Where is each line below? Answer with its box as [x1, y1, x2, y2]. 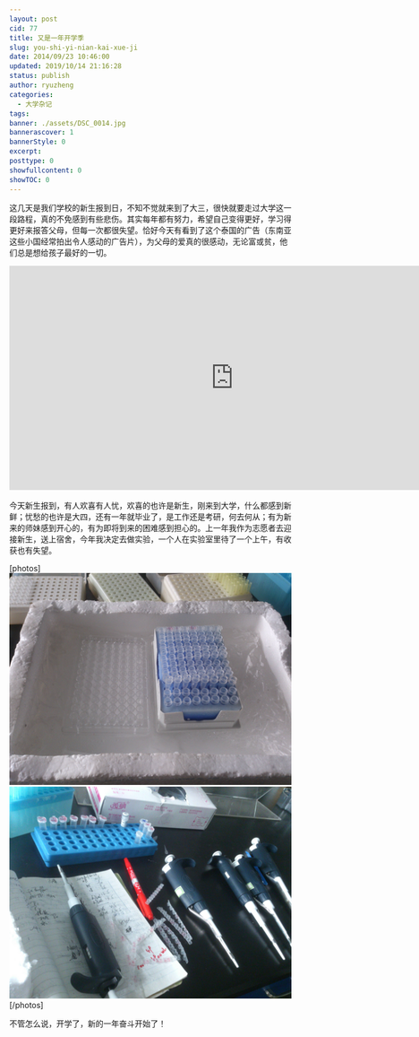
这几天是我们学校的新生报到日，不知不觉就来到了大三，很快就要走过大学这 [9, 202, 284, 213]
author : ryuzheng [9, 81, 74, 90]
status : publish [9, 72, 70, 81]
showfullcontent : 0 [9, 166, 82, 175]
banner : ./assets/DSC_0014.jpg [9, 118, 126, 127]
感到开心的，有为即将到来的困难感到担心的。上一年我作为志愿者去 [39, 522, 284, 533]
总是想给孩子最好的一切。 [16, 247, 112, 257]
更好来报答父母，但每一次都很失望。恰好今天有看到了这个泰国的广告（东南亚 [9, 224, 292, 235]
